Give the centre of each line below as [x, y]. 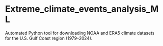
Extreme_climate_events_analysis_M [82, 9]
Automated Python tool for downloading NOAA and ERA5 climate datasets [80, 33]
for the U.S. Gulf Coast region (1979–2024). [49, 38]
